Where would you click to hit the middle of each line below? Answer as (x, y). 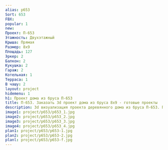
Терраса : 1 (16, 79)
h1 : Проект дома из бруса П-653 (39, 98)
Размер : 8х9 (17, 47)
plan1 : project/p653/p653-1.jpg (39, 130)
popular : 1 (16, 24)
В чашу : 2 (15, 84)
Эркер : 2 (14, 56)
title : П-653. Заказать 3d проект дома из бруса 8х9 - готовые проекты (81, 103)
